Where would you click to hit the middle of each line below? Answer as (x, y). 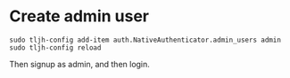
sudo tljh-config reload (55, 47)
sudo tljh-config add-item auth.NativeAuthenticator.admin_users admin (145, 40)
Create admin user (79, 16)
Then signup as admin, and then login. (79, 64)
